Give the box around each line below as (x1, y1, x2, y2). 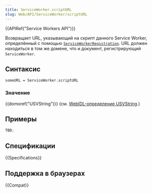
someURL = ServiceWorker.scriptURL (5, 78, 79, 83)
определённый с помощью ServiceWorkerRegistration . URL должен (5, 40, 148, 46)
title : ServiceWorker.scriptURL (5, 7, 72, 12)
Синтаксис (5, 65, 41, 73)
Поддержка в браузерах (5, 169, 85, 178)
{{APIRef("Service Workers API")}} (5, 25, 76, 31)
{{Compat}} (5, 182, 29, 188)
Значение (5, 89, 30, 96)
